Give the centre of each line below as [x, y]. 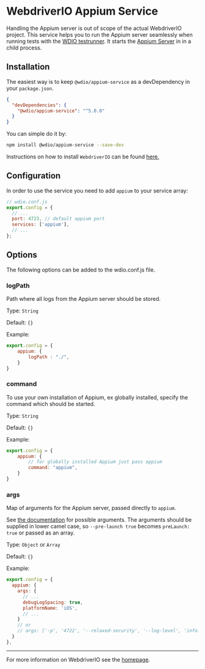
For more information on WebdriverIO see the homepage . [78, 659]
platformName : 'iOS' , [50, 608]
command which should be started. [51, 404]
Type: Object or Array [34, 545]
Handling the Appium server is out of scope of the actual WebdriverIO [94, 28]
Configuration [34, 176]
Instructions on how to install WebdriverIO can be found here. [83, 157]
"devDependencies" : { [39, 105]
